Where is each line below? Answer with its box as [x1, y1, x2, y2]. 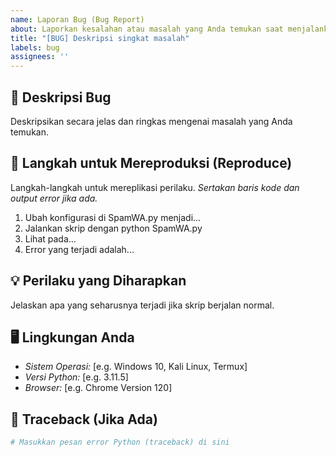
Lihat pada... [24, 232, 77, 245]
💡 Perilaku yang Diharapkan [10, 272, 187, 290]
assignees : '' [10, 52, 70, 62]
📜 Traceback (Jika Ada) [10, 411, 158, 428]
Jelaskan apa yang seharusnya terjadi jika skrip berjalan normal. [10, 299, 275, 311]
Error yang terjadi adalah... [24, 243, 135, 255]
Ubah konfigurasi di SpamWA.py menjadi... [24, 211, 202, 223]
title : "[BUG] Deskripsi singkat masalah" [10, 33, 190, 43]
